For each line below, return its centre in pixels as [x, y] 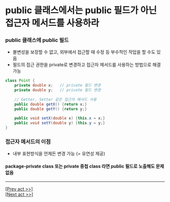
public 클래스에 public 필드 [37, 40]
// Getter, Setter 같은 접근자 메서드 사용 [56, 99]
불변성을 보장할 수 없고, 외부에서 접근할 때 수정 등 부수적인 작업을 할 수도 [84, 52]
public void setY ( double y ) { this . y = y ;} [60, 123]
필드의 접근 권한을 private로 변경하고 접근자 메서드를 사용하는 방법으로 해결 [87, 65]
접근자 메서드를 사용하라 [52, 23]
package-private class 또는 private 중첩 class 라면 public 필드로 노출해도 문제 [85, 166]
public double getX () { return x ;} [51, 104]
